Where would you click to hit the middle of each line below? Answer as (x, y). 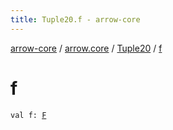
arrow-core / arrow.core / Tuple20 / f (86, 48)
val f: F (28, 115)
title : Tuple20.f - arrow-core (75, 19)
